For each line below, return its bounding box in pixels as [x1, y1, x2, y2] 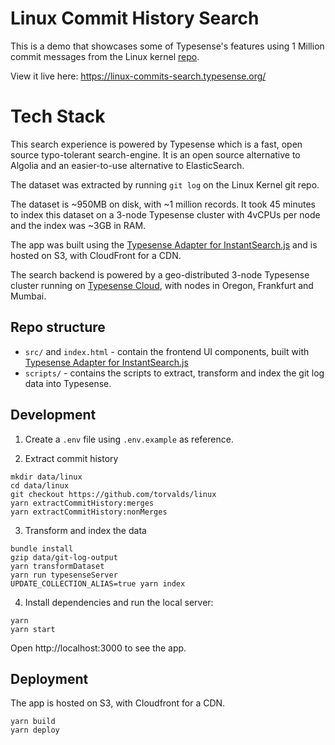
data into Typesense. [24, 377, 112, 389]
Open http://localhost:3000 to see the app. [10, 642, 187, 654]
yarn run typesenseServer [10, 570, 118, 580]
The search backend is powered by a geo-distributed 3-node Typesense [10, 268, 310, 281]
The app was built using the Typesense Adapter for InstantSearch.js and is [10, 238, 318, 251]
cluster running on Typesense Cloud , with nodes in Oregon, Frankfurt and [10, 279, 314, 291]
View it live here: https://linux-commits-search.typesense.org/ [10, 70, 267, 82]
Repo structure [10, 319, 106, 336]
